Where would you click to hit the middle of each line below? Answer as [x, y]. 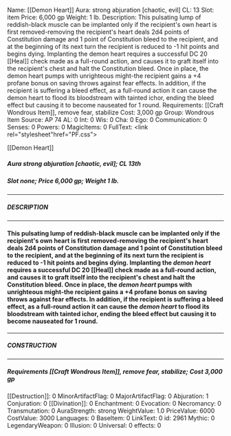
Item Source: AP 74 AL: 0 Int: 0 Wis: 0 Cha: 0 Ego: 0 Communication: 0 [107, 120]
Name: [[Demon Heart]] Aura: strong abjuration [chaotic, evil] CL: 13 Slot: [111, 10]
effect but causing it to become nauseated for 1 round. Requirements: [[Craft [115, 105]
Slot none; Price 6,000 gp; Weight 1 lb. [63, 180]
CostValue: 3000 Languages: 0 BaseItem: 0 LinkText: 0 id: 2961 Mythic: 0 [111, 418]
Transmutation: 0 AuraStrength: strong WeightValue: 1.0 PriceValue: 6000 [111, 411]
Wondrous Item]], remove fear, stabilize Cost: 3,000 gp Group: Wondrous [111, 112]
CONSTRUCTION [32, 345]
